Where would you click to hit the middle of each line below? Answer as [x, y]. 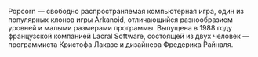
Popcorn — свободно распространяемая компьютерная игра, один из [126, 11]
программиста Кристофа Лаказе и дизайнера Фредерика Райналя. [121, 45]
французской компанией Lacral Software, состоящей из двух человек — [129, 36]
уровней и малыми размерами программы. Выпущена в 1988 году [120, 28]
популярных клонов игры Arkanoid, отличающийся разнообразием [120, 20]
